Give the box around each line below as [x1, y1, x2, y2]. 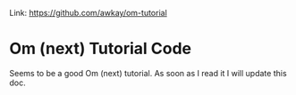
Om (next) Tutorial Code [9, 39, 192, 59]
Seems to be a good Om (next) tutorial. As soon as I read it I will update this [9, 67, 288, 78]
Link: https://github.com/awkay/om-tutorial [9, 8, 167, 18]
